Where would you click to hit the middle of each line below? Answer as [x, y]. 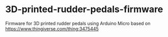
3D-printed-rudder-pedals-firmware [84, 9]
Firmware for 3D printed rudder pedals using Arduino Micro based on [78, 23]
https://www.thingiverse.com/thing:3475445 [52, 28]
